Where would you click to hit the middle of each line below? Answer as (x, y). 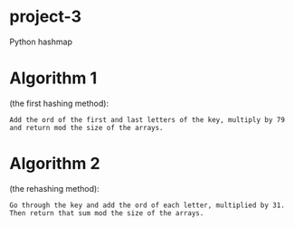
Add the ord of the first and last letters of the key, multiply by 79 (147, 119)
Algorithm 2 (55, 164)
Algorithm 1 (53, 78)
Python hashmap (41, 42)
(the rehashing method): (54, 188)
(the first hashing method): (59, 103)
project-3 (46, 17)
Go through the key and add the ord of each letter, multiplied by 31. (147, 205)
